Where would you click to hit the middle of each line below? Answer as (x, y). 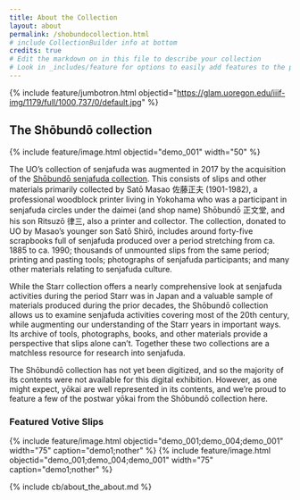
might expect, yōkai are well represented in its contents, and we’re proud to (148, 388)
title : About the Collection (63, 17)
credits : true (36, 51)
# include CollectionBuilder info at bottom (93, 42)
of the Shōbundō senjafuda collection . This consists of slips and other (138, 179)
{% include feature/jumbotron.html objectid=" (93, 92)
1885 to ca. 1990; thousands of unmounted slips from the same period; (139, 250)
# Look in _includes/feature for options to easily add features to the (147, 68)
